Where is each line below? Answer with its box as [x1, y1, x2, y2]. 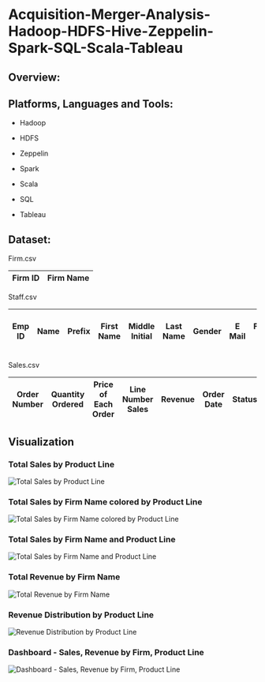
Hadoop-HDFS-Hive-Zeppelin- [8, 22, 215, 40]
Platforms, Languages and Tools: [8, 97, 174, 111]
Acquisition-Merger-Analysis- [8, 6, 211, 24]
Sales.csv [8, 361, 40, 370]
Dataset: [8, 233, 51, 246]
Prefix [67, 326, 91, 337]
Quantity [50, 389, 85, 400]
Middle [128, 321, 155, 332]
